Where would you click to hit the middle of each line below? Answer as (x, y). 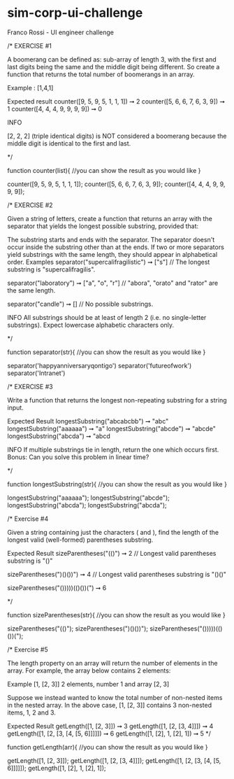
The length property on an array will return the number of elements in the (112, 663)
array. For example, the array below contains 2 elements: (89, 671)
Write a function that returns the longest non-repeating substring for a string (117, 400)
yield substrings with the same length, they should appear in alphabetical (112, 254)
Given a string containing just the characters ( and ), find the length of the (113, 532)
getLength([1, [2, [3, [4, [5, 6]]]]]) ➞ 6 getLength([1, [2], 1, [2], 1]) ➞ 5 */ (109, 734)
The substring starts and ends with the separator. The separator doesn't (111, 239)
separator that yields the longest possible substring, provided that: (103, 226)
